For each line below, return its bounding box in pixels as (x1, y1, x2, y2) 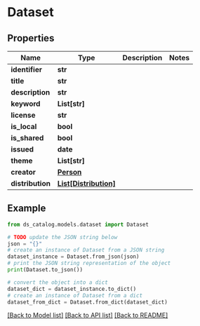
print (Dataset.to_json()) (7, 266, 83, 273)
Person (57, 168, 82, 177)
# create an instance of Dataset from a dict (7, 292, 142, 299)
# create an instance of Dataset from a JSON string (7, 247, 165, 254)
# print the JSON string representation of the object (7, 260, 171, 267)
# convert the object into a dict (7, 278, 109, 286)
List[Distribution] (57, 179, 116, 188)
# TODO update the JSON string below (7, 233, 118, 240)
